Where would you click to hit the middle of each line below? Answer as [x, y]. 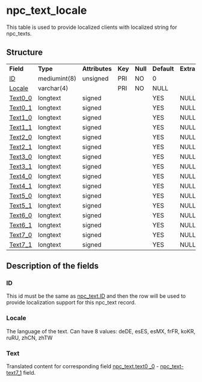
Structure [25, 53]
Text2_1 [21, 147]
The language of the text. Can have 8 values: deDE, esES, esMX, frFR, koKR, [101, 331]
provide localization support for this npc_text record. [71, 303]
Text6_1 [21, 225]
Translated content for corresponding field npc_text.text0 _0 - [83, 366]
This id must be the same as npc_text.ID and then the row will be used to [96, 296]
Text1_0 [21, 117]
